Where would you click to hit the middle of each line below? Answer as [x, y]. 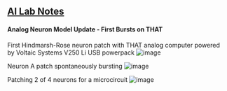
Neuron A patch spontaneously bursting [65, 66]
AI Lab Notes [36, 12]
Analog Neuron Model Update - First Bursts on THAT [85, 29]
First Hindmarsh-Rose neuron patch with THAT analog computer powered [114, 45]
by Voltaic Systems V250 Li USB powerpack [71, 52]
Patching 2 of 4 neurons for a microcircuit [68, 79]
